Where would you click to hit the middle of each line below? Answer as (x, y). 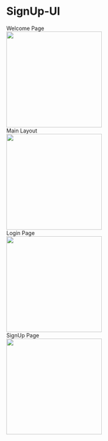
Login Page (21, 233)
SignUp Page (23, 335)
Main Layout (22, 131)
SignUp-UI (33, 11)
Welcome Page (25, 28)
